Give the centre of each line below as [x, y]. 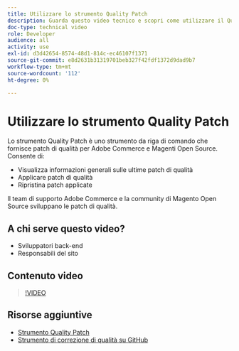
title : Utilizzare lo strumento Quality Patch [78, 14]
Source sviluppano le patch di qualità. [63, 206]
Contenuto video [45, 275]
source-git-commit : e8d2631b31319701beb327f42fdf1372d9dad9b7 [101, 60]
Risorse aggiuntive [50, 315]
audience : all [28, 40]
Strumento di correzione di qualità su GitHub [83, 340]
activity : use [28, 47]
